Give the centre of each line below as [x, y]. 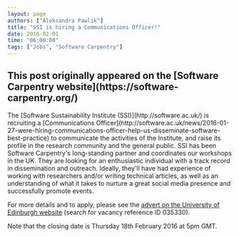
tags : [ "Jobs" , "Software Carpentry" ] [65, 47]
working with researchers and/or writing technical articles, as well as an [113, 176]
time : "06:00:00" [33, 41]
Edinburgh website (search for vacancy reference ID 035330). [99, 212]
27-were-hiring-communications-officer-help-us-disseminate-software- [114, 130]
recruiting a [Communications [51, 122]
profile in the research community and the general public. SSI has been [112, 145]
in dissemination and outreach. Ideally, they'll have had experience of [109, 168]
